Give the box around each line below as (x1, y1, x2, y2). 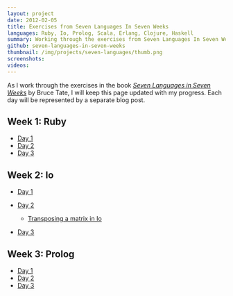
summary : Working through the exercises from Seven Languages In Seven (7, 36, 218, 43)
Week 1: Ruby (7, 116, 67, 128)
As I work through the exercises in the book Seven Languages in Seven (7, 81, 212, 89)
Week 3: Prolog (7, 248, 75, 260)
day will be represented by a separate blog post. (7, 95, 146, 104)
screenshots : (7, 56, 45, 63)
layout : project (7, 10, 54, 17)
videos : (7, 62, 30, 69)
